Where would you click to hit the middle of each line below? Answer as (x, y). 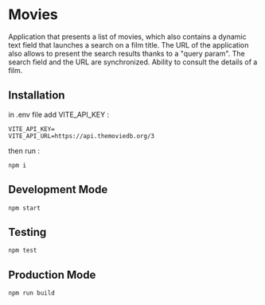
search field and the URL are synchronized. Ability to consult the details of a (133, 62)
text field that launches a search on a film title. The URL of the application (129, 44)
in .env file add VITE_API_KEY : (59, 114)
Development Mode (58, 189)
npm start (25, 208)
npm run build (32, 293)
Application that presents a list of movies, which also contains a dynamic (127, 37)
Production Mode (52, 274)
